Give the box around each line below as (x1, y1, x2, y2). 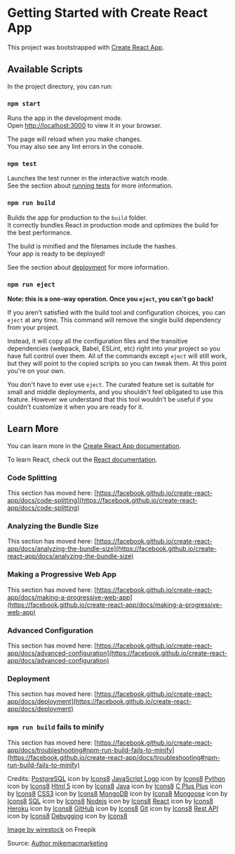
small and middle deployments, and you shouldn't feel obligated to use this (7, 388, 224, 396)
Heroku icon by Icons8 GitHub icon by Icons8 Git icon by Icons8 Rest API (7, 804, 219, 813)
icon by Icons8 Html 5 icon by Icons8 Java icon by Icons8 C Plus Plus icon (7, 782, 222, 790)
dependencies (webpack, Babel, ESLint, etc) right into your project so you (7, 344, 221, 353)
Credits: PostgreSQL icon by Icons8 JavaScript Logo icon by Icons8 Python (7, 774, 226, 782)
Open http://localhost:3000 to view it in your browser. (7, 121, 163, 130)
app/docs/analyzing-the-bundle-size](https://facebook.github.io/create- (7, 544, 217, 553)
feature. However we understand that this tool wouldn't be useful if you (7, 395, 213, 403)
